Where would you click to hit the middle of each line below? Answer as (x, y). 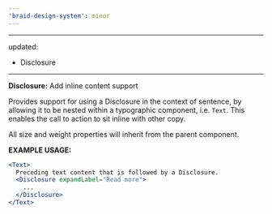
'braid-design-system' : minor (59, 16)
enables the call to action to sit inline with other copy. (97, 118)
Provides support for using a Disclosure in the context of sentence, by (125, 101)
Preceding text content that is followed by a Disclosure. (117, 172)
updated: (23, 46)
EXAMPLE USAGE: (40, 150)
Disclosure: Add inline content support (74, 85)
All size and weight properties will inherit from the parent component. (124, 134)
